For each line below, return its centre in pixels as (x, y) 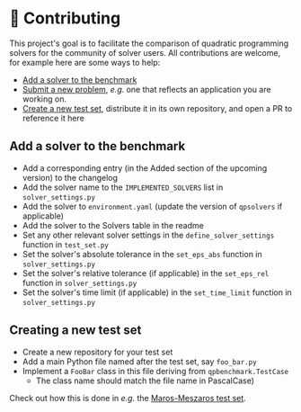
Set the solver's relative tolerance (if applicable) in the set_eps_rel (146, 273)
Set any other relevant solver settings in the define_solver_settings (148, 235)
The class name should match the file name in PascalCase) (145, 381)
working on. (44, 99)
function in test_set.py (66, 244)
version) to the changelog (70, 177)
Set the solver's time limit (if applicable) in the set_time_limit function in (157, 292)
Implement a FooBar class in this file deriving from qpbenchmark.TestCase (155, 371)
